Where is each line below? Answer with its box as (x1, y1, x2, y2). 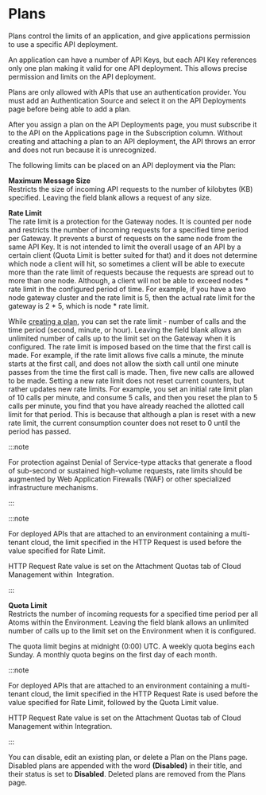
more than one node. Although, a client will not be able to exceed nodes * (8, 275, 249, 285)
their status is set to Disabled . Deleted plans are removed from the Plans (8, 769, 246, 778)
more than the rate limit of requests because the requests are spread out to (8, 267, 254, 277)
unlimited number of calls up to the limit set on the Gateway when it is (8, 333, 236, 343)
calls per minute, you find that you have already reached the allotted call (8, 401, 245, 411)
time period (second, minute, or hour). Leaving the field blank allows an (8, 325, 242, 334)
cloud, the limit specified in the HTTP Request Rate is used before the (30, 689, 259, 699)
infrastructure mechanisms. (8, 482, 98, 492)
